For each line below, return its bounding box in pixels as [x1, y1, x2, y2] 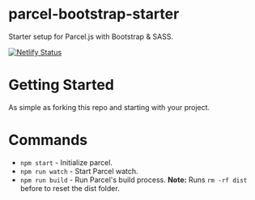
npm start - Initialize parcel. [19, 157, 113, 167]
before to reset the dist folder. [19, 183, 120, 193]
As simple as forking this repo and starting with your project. [8, 102, 210, 112]
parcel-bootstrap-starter [8, 5, 180, 23]
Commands [8, 131, 88, 150]
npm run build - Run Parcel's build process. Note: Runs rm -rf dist [19, 175, 248, 185]
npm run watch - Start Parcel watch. [19, 166, 139, 176]
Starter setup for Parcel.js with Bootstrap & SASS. [8, 32, 174, 41]
